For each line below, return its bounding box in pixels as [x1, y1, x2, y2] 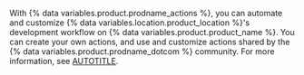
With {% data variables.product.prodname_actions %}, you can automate [9, 8, 283, 18]
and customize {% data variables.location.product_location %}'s [9, 17, 250, 28]
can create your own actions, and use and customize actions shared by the [9, 36, 290, 47]
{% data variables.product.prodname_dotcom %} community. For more [9, 46, 275, 57]
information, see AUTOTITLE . [9, 56, 119, 66]
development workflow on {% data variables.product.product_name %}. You [9, 27, 295, 37]
